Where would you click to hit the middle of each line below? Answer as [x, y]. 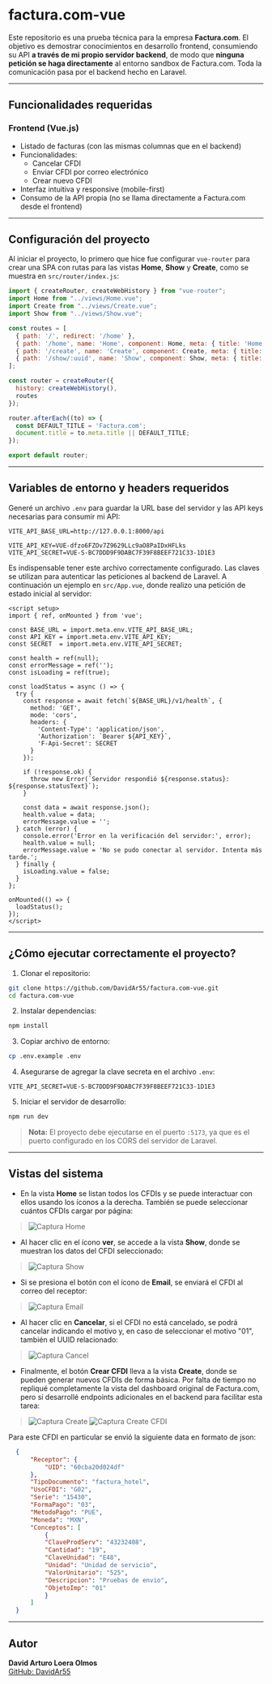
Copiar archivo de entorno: [65, 1042]
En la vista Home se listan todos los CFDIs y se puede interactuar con [136, 1193]
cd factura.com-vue [41, 995]
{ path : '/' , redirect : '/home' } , [76, 336]
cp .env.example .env [45, 1056]
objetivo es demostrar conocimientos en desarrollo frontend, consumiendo [133, 45]
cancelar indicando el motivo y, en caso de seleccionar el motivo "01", [137, 1331]
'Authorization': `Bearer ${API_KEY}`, [105, 736]
